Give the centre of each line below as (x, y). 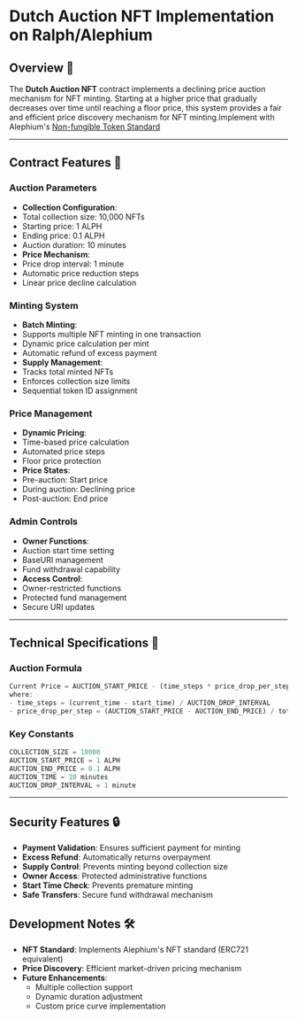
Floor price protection (61, 461)
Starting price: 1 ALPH (62, 226)
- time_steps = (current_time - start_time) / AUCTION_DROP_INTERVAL (140, 703)
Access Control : (52, 578)
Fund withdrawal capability (71, 569)
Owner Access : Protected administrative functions (114, 876)
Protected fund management (74, 597)
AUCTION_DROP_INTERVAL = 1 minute (73, 785)
